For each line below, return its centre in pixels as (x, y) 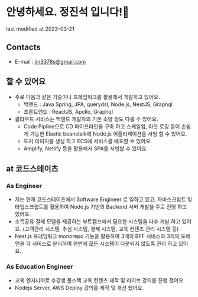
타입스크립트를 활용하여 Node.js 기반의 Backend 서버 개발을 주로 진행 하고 (101, 207)
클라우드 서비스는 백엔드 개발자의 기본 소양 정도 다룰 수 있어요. (86, 119)
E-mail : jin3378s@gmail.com (50, 61)
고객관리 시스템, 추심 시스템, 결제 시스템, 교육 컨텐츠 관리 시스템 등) (102, 229)
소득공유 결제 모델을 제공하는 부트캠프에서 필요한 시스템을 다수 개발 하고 (98, 222)
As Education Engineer (40, 267)
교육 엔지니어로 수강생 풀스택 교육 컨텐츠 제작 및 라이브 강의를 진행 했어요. (100, 280)
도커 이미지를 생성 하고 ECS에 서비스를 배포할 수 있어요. (88, 141)
